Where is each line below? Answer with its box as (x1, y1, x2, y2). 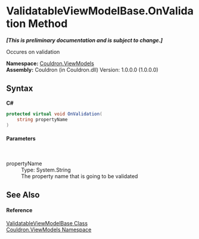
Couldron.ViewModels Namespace (6, 226, 92, 234)
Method (28, 17, 68, 30)
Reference (6, 206, 33, 213)
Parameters (6, 134, 36, 142)
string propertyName (17, 117, 68, 122)
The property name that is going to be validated (21, 172, 138, 180)
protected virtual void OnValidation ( (6, 111, 102, 117)
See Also (6, 189, 40, 200)
